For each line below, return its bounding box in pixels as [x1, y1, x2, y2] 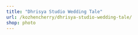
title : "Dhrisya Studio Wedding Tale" [6, 8, 103, 15]
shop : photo [6, 20, 36, 26]
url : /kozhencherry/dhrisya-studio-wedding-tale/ [6, 14, 133, 20]
